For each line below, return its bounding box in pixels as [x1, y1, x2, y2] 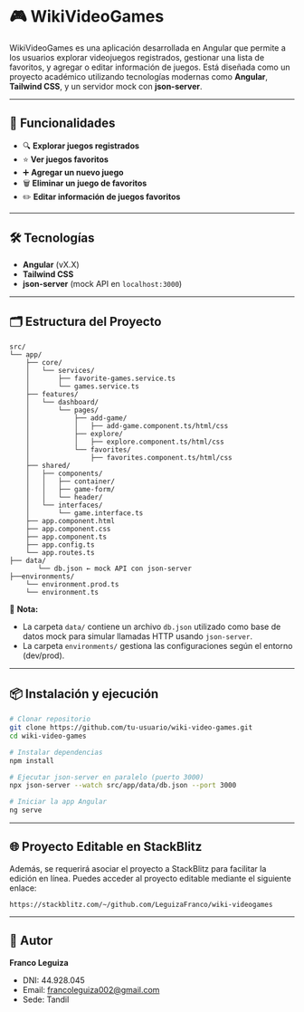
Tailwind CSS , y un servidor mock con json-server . [9, 81, 203, 91]
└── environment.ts [25, 588, 100, 597]
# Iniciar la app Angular [9, 797, 107, 807]
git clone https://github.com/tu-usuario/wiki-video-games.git [9, 723, 253, 732]
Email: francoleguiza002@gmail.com [22, 984, 160, 995]
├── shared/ [25, 462, 71, 471]
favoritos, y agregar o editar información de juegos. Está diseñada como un [9, 62, 290, 72]
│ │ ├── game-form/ [25, 485, 116, 494]
